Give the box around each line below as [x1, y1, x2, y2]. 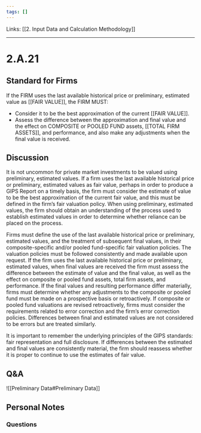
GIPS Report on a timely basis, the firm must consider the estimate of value [6, 187, 191, 195]
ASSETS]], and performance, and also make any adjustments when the [14, 129, 190, 136]
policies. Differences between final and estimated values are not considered [6, 314, 194, 321]
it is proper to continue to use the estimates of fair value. [6, 351, 146, 359]
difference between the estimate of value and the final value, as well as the [6, 270, 191, 277]
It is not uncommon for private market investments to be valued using [6, 169, 178, 176]
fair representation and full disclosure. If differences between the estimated [6, 339, 193, 346]
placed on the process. [6, 220, 63, 227]
